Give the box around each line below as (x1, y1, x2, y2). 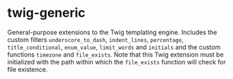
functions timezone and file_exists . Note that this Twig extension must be (7, 50, 224, 59)
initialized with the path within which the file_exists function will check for (7, 57, 227, 66)
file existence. (7, 65, 48, 73)
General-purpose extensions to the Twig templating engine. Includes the (7, 28, 218, 36)
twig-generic (7, 5, 86, 21)
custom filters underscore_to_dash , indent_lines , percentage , (7, 35, 184, 43)
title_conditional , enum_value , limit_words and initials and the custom (7, 43, 221, 51)
